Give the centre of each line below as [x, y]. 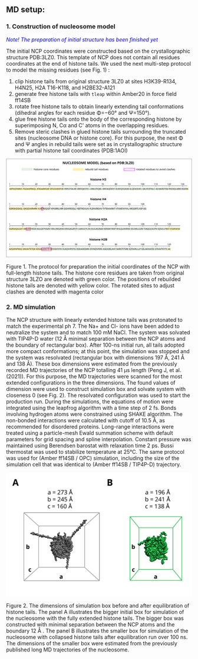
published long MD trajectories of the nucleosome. [68, 650]
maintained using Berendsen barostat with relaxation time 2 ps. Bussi [90, 445]
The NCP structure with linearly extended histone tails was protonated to [94, 320]
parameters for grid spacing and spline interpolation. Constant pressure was [99, 440]
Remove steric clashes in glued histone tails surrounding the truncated [100, 131]
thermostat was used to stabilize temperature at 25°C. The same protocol [95, 452]
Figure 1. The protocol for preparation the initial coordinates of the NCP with [98, 266]
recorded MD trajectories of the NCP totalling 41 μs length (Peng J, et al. [94, 370]
